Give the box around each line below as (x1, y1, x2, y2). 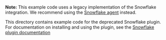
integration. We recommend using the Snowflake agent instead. (5, 9, 137, 15)
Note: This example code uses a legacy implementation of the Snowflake (5, 4, 156, 10)
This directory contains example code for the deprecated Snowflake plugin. (5, 19, 161, 25)
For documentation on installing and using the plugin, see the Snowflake (5, 24, 154, 30)
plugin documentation (5, 30, 51, 35)
